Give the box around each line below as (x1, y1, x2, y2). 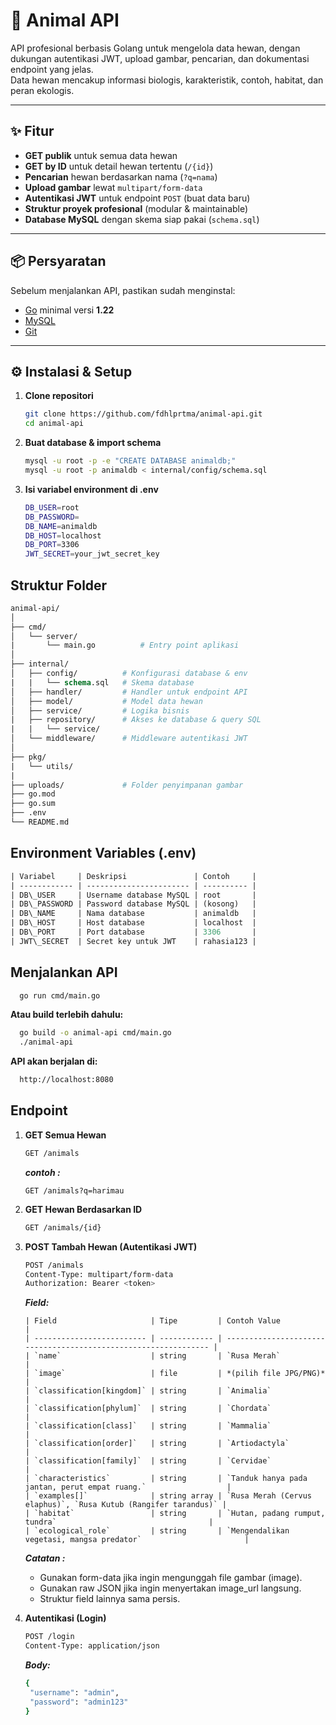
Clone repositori (24, 390, 94, 402)
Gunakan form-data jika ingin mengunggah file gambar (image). (39, 1572, 303, 1584)
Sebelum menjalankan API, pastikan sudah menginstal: (10, 284, 236, 296)
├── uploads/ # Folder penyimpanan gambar (10, 780, 244, 790)
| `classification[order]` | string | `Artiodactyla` (24, 1439, 290, 1449)
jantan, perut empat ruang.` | (24, 1482, 232, 1493)
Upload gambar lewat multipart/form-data (24, 181, 203, 193)
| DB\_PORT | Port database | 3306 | (10, 927, 257, 937)
